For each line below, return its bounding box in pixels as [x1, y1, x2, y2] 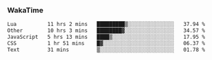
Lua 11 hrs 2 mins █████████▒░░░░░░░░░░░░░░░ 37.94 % [7, 21, 206, 28]
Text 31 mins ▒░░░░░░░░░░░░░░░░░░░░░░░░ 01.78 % [7, 46, 206, 53]
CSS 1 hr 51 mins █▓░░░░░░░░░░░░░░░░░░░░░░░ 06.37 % [7, 40, 206, 46]
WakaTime [7, 5, 44, 15]
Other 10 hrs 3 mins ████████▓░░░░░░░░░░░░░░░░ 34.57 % [7, 27, 206, 34]
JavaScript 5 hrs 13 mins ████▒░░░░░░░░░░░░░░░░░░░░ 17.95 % [7, 33, 206, 41]
